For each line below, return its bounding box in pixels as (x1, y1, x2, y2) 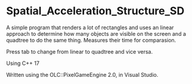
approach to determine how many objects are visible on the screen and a (6, 30, 187, 37)
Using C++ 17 (6, 60, 40, 67)
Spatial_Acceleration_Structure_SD (6, 4, 185, 18)
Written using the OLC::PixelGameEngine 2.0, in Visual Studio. (6, 71, 159, 78)
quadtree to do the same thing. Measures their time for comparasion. (6, 36, 176, 43)
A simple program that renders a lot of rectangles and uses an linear (6, 24, 175, 31)
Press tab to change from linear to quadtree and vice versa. (6, 48, 153, 55)
